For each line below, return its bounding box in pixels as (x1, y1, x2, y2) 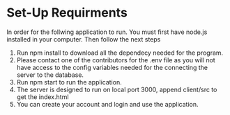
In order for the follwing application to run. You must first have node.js (6, 28, 208, 36)
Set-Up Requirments (6, 5, 128, 21)
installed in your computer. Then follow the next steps (6, 35, 161, 43)
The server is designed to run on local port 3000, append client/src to (16, 85, 217, 94)
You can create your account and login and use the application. (16, 100, 199, 108)
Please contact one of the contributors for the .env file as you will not (16, 55, 215, 64)
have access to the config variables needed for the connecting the (16, 63, 208, 71)
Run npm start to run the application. (16, 78, 123, 86)
